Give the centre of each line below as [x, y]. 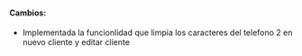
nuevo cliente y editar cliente [76, 42]
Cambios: [28, 13]
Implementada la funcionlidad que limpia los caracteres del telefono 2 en [157, 33]
